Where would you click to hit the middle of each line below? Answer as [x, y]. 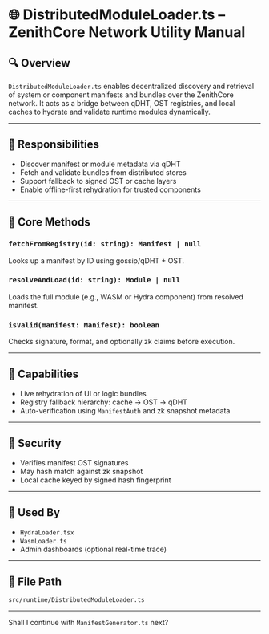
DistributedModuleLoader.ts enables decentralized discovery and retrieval [131, 86]
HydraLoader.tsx [47, 532]
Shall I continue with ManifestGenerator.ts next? [88, 623]
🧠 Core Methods [49, 222]
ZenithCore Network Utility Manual [127, 33]
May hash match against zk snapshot [81, 471]
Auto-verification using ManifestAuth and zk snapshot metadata [125, 410]
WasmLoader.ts [43, 541]
